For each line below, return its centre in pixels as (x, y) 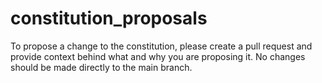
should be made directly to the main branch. (101, 67)
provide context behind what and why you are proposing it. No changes (158, 56)
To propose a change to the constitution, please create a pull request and (161, 46)
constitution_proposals (109, 18)
